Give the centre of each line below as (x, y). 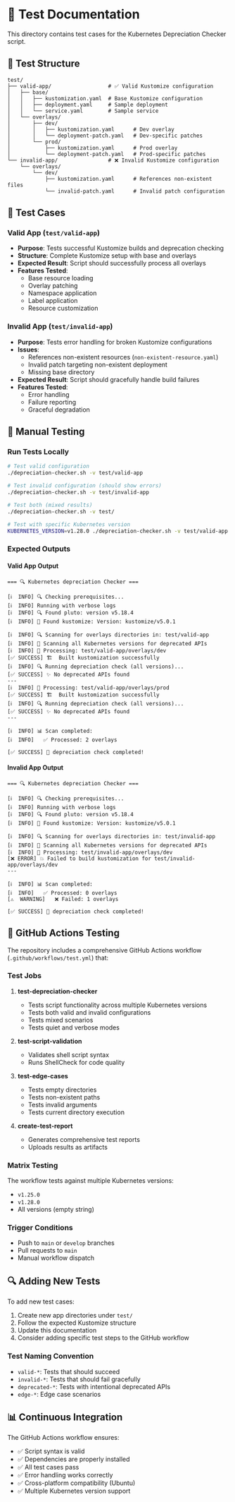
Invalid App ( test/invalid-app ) (60, 326)
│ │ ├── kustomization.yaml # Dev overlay (91, 129)
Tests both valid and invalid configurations (89, 1012)
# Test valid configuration (49, 466)
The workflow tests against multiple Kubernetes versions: (90, 1181)
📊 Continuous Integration (65, 1417)
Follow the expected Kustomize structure (77, 1323)
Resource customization (63, 308)
